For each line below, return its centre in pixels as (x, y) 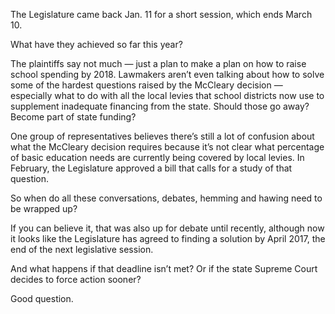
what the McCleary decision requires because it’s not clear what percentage (167, 147)
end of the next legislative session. (82, 249)
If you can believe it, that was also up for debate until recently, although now (167, 228)
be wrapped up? (44, 208)
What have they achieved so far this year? (96, 44)
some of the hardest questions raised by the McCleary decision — (146, 85)
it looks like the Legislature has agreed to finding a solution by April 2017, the (168, 238)
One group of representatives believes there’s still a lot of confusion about (162, 136)
